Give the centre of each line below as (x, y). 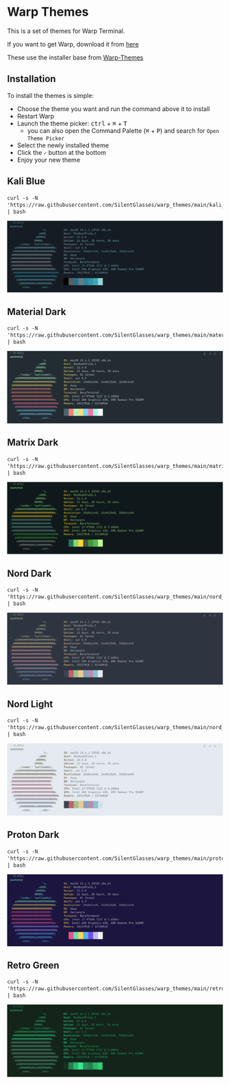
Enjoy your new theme (49, 160)
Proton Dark (33, 835)
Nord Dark (29, 573)
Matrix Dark (33, 443)
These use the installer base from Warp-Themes (75, 57)
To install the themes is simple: (51, 95)
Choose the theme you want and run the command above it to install (113, 109)
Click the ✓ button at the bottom (61, 152)
